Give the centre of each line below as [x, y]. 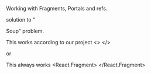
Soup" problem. [25, 31]
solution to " [21, 20]
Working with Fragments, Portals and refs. [57, 8]
